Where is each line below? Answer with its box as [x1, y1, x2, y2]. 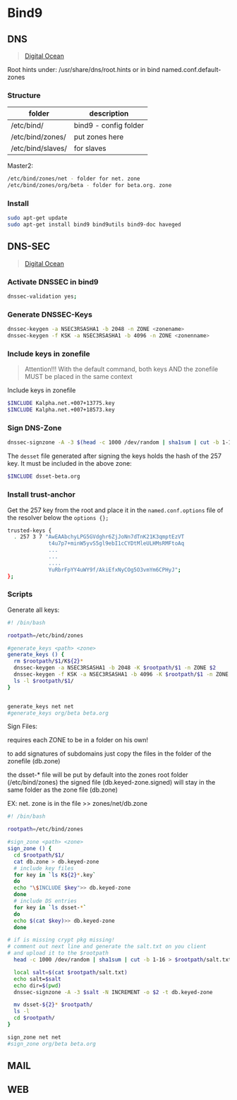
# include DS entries [13, 897, 78, 905]
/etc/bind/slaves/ [11, 143, 68, 153]
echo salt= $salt [13, 975, 61, 982]
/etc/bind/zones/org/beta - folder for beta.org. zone [7, 182, 172, 189]
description [89, 109, 129, 119]
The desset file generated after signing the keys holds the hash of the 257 [7, 452, 222, 460]
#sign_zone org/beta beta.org [7, 1040, 97, 1047]
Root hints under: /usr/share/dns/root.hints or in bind [7, 66, 161, 73]
